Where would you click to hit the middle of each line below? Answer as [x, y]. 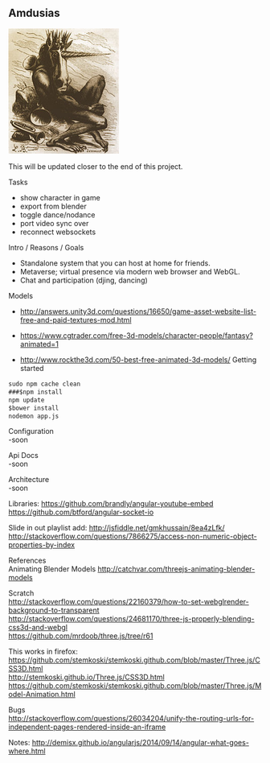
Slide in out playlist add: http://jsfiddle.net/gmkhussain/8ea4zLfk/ [117, 527]
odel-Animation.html [42, 694]
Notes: [19, 742]
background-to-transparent [54, 610]
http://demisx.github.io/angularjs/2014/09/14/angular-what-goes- [140, 742]
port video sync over [54, 223]
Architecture [29, 479]
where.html [27, 751]
